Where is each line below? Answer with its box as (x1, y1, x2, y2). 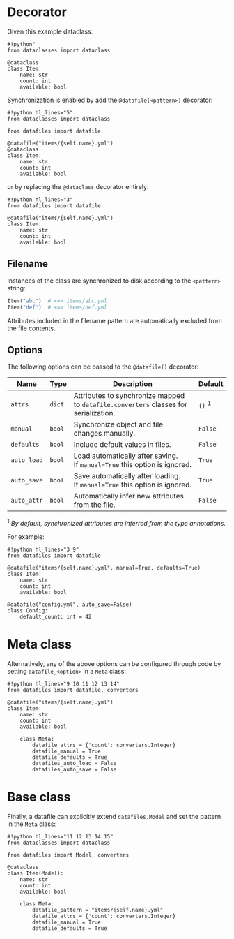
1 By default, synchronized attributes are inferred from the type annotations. (7, 518, 226, 527)
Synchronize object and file (73, 420, 164, 429)
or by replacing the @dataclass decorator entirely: (7, 182, 149, 191)
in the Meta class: (7, 820, 56, 828)
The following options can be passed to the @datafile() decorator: (7, 362, 199, 371)
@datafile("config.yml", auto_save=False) (7, 601, 132, 608)
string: (7, 283, 26, 292)
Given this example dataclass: (7, 27, 93, 36)
